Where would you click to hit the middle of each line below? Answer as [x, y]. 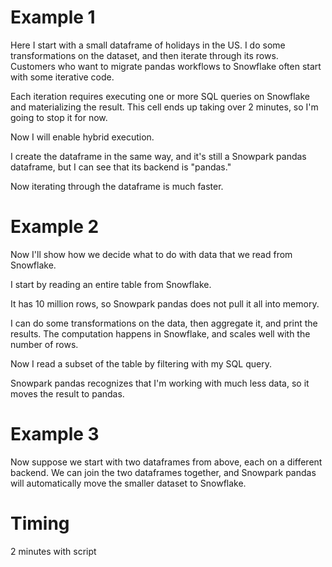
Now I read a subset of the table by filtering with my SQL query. [141, 363]
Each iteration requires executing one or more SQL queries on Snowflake [160, 96]
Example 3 [55, 434]
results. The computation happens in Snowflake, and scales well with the [160, 333]
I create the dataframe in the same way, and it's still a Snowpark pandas [158, 156]
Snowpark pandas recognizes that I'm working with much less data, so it [160, 383]
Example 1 [53, 17]
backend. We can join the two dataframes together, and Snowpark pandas [163, 472]
